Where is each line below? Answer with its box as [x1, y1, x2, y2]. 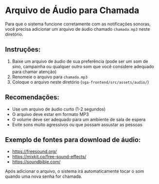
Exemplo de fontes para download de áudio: [5, 135, 141, 144]
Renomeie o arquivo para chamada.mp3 [12, 74, 88, 80]
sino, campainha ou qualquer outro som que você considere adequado [12, 63, 154, 69]
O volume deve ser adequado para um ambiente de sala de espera [12, 116, 146, 122]
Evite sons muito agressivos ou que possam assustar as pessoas [12, 122, 142, 128]
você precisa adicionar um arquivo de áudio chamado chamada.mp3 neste [5, 26, 150, 32]
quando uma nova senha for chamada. [5, 173, 83, 180]
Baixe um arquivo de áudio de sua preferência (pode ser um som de [12, 58, 148, 64]
